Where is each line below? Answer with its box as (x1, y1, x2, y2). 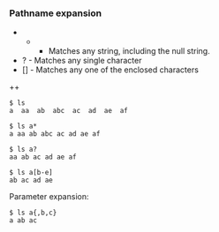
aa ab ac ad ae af (9, 153, 77, 161)
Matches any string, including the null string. (48, 46, 210, 56)
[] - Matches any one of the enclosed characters (21, 64, 199, 75)
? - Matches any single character (21, 56, 142, 66)
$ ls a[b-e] (9, 168, 53, 177)
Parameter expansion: (9, 191, 89, 202)
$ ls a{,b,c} (9, 208, 57, 218)
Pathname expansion (9, 7, 102, 19)
